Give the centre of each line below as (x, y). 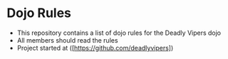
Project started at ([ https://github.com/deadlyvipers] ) (95, 48)
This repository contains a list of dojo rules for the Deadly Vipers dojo (119, 33)
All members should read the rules (67, 40)
